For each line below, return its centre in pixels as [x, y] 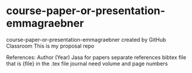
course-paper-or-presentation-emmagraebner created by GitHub [86, 39]
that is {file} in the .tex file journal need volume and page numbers [87, 64]
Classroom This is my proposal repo [50, 46]
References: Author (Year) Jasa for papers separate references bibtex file [96, 57]
